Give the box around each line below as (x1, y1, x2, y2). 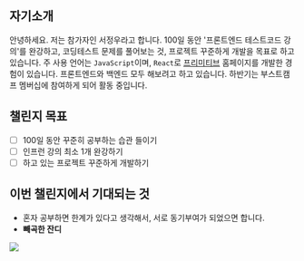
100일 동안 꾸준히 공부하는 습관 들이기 (22, 134, 158, 145)
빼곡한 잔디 (22, 223, 62, 234)
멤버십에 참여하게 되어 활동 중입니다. (18, 80, 148, 91)
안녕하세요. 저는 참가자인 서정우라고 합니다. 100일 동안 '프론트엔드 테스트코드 (9, 34, 282, 45)
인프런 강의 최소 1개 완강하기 (22, 146, 123, 157)
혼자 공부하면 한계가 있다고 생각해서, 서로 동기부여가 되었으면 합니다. (22, 212, 265, 223)
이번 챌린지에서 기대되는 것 (9, 187, 150, 202)
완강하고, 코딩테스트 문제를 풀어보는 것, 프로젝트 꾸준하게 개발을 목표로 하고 (28, 45, 295, 56)
